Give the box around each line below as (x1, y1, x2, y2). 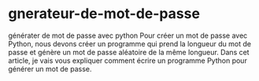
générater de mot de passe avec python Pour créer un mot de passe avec (8, 31, 248, 40)
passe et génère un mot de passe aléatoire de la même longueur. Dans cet (8, 47, 250, 57)
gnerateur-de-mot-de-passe (8, 5, 201, 23)
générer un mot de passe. (8, 64, 92, 73)
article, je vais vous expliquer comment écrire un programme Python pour (8, 56, 248, 65)
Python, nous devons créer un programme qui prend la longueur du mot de (8, 39, 252, 48)
